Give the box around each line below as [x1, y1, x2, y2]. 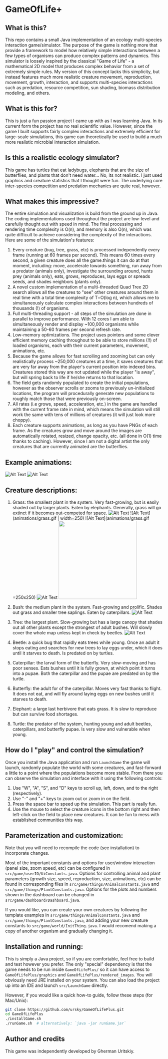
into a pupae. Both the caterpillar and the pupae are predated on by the [12, 670, 159, 676]
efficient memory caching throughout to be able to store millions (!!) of [12, 337, 157, 343]
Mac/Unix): [5, 997, 28, 1003]
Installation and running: [5, 942, 83, 951]
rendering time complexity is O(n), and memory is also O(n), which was [5, 226, 152, 232]
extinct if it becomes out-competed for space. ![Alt [12, 510, 139, 516]
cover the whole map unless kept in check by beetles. [12, 630, 123, 636]
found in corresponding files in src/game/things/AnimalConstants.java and [5, 881, 159, 887]
